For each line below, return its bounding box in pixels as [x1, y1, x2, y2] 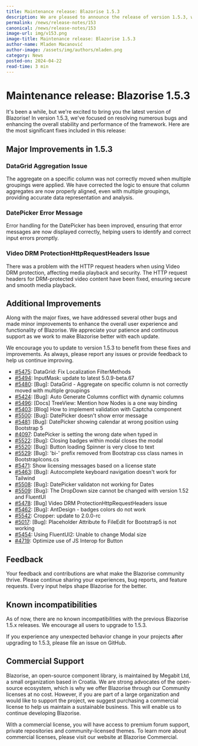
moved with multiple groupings [14, 387, 90, 394]
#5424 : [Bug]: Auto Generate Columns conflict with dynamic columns [14, 393, 184, 401]
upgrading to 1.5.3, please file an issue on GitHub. [6, 639, 127, 646]
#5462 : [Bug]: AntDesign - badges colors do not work [14, 506, 146, 513]
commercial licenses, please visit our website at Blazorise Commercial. [6, 733, 179, 740]
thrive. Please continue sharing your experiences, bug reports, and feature [6, 576, 187, 583]
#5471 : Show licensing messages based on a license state [14, 462, 156, 469]
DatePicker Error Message [6, 209, 83, 217]
